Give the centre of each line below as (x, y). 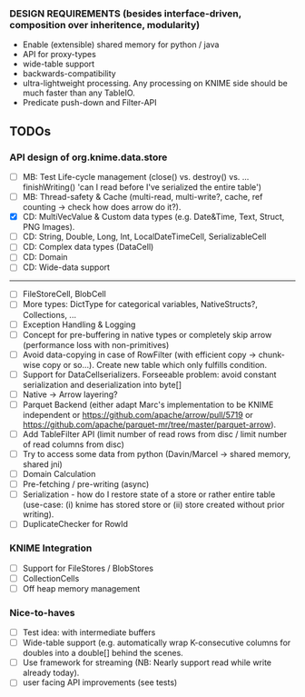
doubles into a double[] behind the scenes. (103, 653)
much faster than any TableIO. (79, 93)
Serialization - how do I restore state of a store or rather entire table (149, 494)
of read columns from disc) (74, 444)
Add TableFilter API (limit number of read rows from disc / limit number (155, 433)
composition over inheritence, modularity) (105, 25)
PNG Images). (49, 227)
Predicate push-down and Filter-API (89, 103)
